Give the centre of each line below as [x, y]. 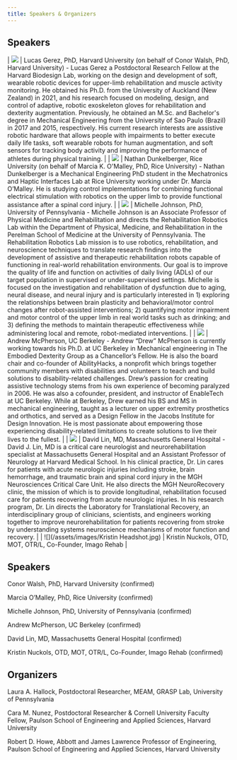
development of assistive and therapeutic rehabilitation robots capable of [114, 257]
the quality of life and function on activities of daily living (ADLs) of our [110, 272]
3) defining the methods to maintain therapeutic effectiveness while [106, 325]
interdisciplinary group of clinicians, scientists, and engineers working [109, 515]
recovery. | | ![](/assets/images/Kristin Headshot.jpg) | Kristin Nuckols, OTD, [118, 537]
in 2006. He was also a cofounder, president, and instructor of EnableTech [116, 394]
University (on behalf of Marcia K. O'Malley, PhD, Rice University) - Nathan [116, 166]
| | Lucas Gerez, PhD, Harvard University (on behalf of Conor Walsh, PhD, [118, 60]
